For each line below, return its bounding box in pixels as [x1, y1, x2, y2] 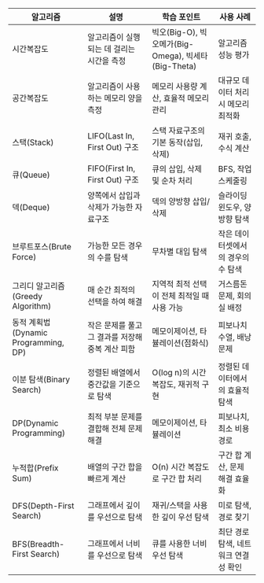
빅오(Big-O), [152, 27, 198, 38]
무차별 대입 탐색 [152, 246, 207, 256]
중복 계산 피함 [87, 344, 136, 354]
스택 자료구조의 [152, 125, 206, 136]
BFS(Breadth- [12, 539, 65, 549]
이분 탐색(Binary [12, 374, 71, 385]
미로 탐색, [218, 500, 251, 511]
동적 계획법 [12, 317, 51, 327]
